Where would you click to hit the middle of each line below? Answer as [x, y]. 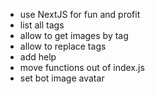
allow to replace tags [63, 46]
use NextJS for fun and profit [80, 14]
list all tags [42, 25]
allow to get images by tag [74, 35]
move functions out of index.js [82, 67]
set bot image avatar [62, 78]
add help [38, 57]
